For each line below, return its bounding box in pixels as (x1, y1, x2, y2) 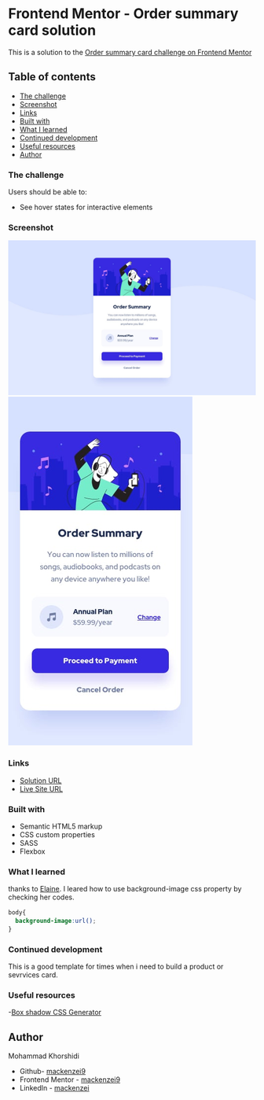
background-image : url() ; (15, 917, 97, 925)
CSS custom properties (19, 829, 96, 839)
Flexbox (19, 847, 46, 856)
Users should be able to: (8, 187, 88, 197)
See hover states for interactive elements (19, 202, 153, 212)
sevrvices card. (8, 970, 59, 980)
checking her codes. (8, 892, 75, 902)
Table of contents (8, 70, 96, 83)
